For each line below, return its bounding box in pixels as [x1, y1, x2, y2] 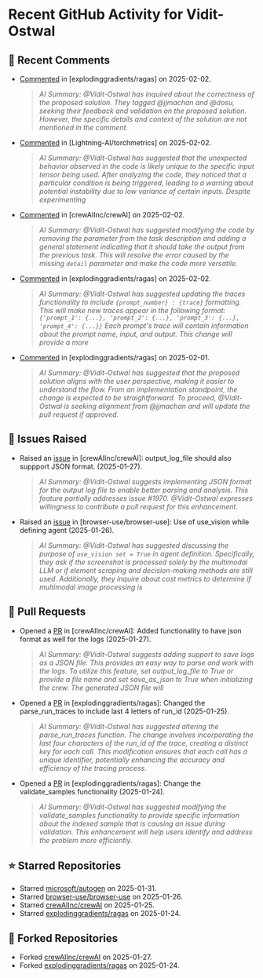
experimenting [38, 195, 86, 204]
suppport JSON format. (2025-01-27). [19, 462, 143, 471]
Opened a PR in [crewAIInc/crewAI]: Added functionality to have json [19, 626, 242, 635]
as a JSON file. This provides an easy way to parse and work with [38, 658, 254, 667]
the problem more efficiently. [38, 835, 133, 845]
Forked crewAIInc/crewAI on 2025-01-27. [19, 952, 152, 962]
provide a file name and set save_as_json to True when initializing [38, 674, 254, 684]
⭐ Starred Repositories [8, 859, 122, 873]
